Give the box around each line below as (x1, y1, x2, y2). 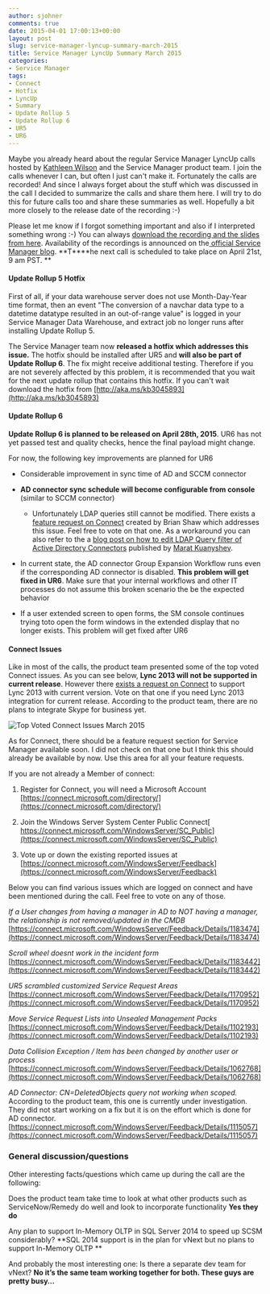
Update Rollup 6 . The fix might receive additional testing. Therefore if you (8, 358, 254, 368)
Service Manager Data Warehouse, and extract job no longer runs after (8, 317, 244, 327)
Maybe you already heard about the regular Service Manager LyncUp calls (8, 154, 255, 164)
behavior (19, 593, 50, 603)
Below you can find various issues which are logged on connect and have (8, 883, 253, 892)
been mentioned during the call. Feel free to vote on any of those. (8, 892, 226, 901)
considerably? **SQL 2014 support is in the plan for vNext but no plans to (8, 1234, 255, 1244)
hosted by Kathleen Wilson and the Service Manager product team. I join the (8, 162, 262, 172)
